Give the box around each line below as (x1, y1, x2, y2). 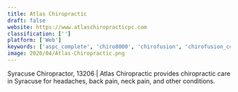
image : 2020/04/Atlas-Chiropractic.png (7, 50, 125, 57)
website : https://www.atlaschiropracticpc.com (7, 23, 147, 30)
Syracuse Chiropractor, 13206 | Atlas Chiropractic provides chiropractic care (7, 69, 231, 78)
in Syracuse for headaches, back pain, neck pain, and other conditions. (7, 76, 215, 85)
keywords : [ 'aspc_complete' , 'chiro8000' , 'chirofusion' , (7, 43, 182, 50)
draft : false (7, 17, 46, 24)
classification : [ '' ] (7, 30, 72, 38)
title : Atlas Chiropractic (7, 10, 87, 18)
